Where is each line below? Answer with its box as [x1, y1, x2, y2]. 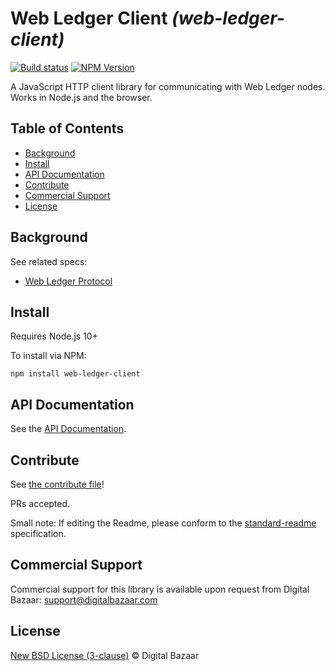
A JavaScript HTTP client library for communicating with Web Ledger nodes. [10, 80, 326, 92]
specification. [10, 528, 67, 539]
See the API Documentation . [10, 423, 127, 435]
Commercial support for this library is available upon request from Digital [10, 583, 310, 595]
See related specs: [10, 255, 88, 267]
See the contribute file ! [10, 478, 105, 490]
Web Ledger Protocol [24, 275, 113, 287]
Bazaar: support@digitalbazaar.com [10, 593, 158, 606]
